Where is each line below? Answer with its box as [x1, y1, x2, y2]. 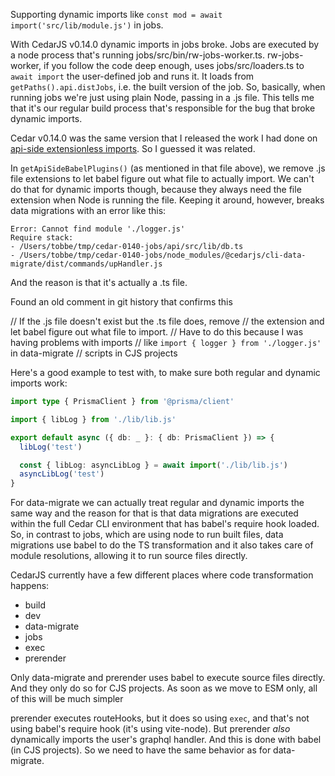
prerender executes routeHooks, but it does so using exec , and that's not [10, 712, 310, 724]
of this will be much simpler [10, 693, 124, 705]
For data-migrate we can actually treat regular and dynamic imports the [10, 497, 305, 509]
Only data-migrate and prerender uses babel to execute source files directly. [10, 672, 326, 684]
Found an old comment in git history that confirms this [10, 296, 233, 308]
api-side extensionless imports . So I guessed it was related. [10, 143, 256, 154]
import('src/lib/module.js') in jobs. [10, 19, 164, 31]
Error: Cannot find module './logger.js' [10, 224, 186, 234]
